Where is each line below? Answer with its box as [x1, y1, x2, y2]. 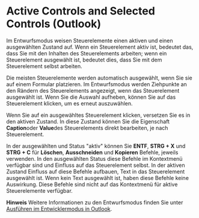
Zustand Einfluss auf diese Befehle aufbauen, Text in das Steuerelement [6, 167, 185, 175]
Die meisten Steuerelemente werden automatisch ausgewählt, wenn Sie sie [6, 74, 192, 81]
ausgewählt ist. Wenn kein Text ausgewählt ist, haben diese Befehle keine [6, 174, 189, 181]
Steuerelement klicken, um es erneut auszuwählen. [6, 99, 133, 107]
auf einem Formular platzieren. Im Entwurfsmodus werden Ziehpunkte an [6, 80, 188, 88]
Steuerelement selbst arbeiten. [6, 62, 82, 70]
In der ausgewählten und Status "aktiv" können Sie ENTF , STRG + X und [6, 142, 186, 149]
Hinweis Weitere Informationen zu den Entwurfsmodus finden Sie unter [6, 199, 183, 206]
